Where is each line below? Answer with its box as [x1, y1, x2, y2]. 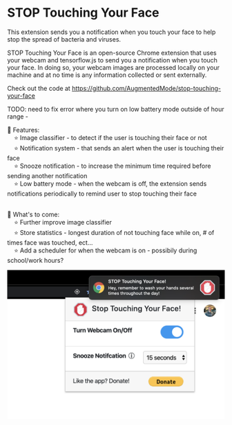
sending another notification [7, 171, 88, 180]
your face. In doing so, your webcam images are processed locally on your [7, 63, 220, 71]
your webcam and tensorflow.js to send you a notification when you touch [7, 55, 217, 64]
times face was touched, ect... [7, 238, 93, 247]
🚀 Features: [7, 125, 40, 134]
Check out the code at [7, 84, 70, 92]
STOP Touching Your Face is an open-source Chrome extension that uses [7, 49, 217, 57]
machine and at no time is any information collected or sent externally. [7, 71, 207, 79]
